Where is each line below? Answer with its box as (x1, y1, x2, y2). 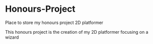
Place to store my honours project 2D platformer (5, 20, 104, 25)
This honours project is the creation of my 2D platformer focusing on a (5, 29, 149, 35)
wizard (5, 34, 19, 40)
